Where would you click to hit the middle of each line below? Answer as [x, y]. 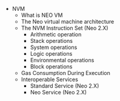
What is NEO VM [42, 15]
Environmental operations [62, 60]
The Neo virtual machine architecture [68, 21]
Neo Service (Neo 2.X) [58, 92]
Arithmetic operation [56, 34]
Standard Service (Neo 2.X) [65, 86]
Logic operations [51, 54]
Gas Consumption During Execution [65, 73]
